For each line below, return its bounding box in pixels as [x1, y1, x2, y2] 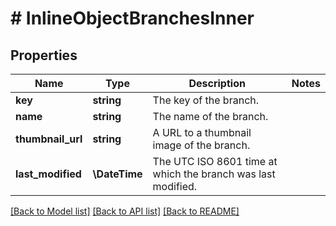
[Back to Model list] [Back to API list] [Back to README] [10, 205, 240, 217]
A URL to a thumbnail [152, 126, 252, 139]
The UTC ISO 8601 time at [152, 155, 278, 168]
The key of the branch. [152, 93, 260, 107]
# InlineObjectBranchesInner [10, 7, 255, 30]
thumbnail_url [15, 132, 83, 146]
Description [188, 77, 246, 90]
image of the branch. [152, 138, 251, 152]
